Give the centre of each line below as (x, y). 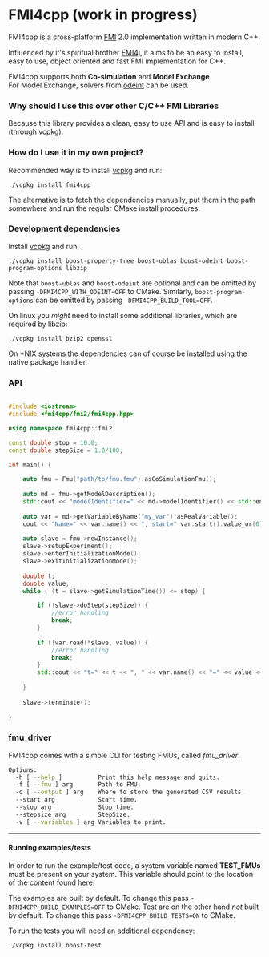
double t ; (39, 576)
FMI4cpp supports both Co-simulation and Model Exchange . (110, 76)
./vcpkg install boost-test (55, 945)
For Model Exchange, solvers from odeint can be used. (99, 85)
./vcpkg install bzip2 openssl (60, 338)
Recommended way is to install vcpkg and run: (85, 170)
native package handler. (48, 361)
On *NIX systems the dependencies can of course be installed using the (128, 353)
